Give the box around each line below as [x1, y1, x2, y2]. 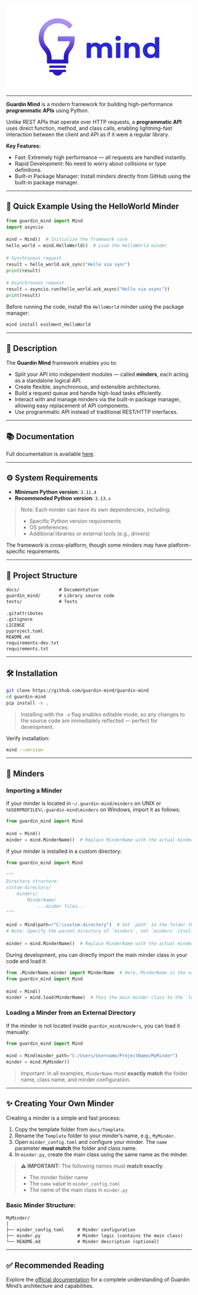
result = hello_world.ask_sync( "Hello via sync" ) [6, 261, 131, 267]
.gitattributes [6, 610, 44, 617]
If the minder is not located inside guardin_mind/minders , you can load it [6, 1022, 180, 1029]
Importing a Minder [6, 786, 62, 794]
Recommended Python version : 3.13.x [14, 495, 111, 502]
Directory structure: [6, 878, 60, 884]
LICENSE [6, 622, 25, 629]
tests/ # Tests [6, 599, 78, 605]
